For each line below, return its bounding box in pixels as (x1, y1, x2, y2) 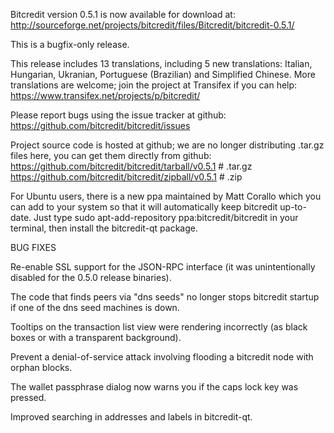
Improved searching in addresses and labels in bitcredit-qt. (10, 411, 253, 423)
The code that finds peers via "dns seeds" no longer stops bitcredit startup (10, 291, 320, 303)
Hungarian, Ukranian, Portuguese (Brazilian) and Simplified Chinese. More (10, 69, 316, 80)
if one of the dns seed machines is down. (10, 302, 180, 313)
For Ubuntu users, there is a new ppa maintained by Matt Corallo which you (10, 190, 322, 202)
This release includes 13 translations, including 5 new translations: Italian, (10, 58, 313, 69)
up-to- (279, 201, 307, 213)
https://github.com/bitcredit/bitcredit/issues (10, 120, 191, 131)
